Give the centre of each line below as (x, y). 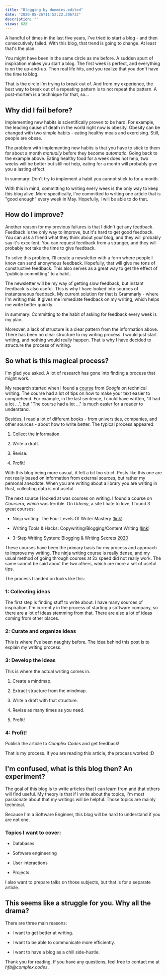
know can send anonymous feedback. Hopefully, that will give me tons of (80, 263)
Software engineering (35, 853)
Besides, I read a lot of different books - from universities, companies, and (81, 419)
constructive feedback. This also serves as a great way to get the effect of (81, 268)
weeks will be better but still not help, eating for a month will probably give (81, 164)
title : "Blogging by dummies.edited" (44, 10)
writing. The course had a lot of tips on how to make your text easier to (78, 393)
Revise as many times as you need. (48, 710)
